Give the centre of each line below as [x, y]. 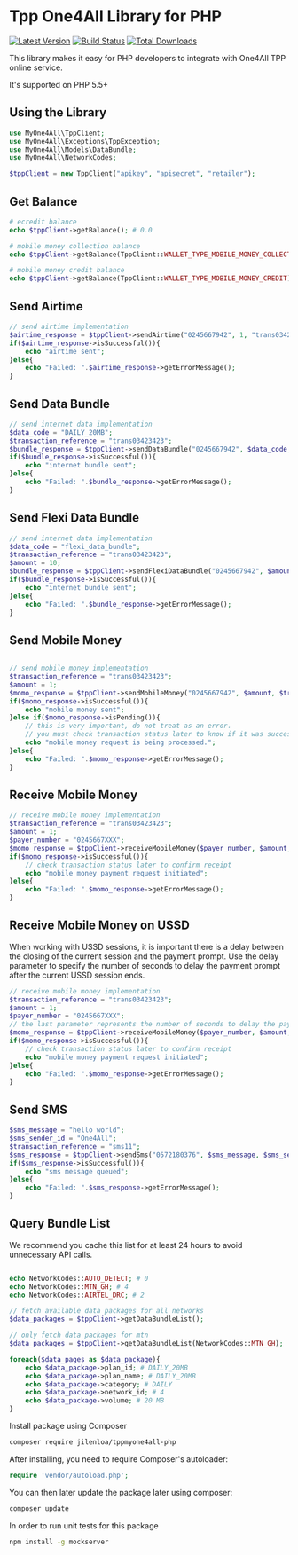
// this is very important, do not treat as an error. [129, 726]
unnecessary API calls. [51, 1254]
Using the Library [58, 113]
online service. [36, 67]
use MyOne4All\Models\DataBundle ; [73, 149]
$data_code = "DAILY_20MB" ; [61, 432]
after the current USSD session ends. [77, 975]
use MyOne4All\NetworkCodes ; [63, 158]
